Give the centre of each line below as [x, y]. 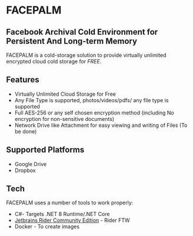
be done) [26, 131]
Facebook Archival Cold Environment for [82, 32]
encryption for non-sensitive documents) [64, 119]
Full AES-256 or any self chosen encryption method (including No [94, 113]
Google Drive [31, 164]
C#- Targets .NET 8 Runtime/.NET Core [62, 214]
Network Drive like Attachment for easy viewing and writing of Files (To [101, 125]
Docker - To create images [47, 227]
